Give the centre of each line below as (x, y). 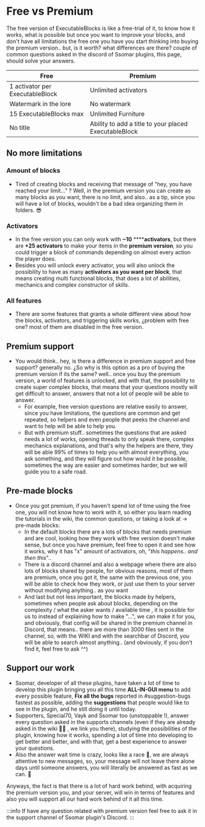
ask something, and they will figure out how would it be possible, (106, 459)
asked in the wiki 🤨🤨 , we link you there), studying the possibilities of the (106, 728)
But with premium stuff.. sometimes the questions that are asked (105, 432)
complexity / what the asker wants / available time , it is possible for (109, 610)
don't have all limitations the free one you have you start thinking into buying (103, 41)
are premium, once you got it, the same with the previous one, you (107, 577)
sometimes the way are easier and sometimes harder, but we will (106, 465)
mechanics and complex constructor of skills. (72, 285)
